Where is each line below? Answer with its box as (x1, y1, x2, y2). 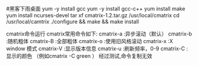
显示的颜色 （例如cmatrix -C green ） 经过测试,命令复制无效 (6, 53, 152, 59)
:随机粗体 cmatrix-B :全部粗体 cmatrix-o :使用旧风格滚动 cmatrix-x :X (6, 38, 173, 44)
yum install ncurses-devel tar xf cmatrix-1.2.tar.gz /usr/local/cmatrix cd (6, 12, 180, 19)
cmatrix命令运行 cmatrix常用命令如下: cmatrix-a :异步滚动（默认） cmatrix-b (6, 30, 193, 37)
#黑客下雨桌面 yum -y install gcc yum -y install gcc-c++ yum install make (6, 5, 186, 12)
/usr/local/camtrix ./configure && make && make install (6, 18, 139, 25)
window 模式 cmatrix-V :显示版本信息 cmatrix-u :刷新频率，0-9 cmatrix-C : (6, 45, 189, 52)
